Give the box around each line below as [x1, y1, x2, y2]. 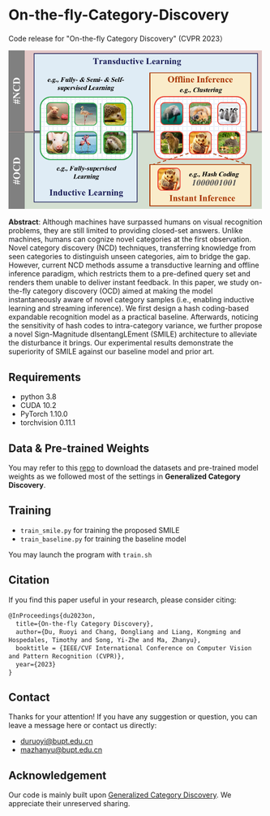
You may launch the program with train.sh [8, 549, 152, 559]
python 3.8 [19, 392, 57, 401]
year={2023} [15, 660, 57, 668]
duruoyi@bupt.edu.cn [19, 736, 93, 746]
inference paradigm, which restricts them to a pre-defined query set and [8, 269, 251, 279]
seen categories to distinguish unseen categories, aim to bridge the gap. [8, 252, 251, 262]
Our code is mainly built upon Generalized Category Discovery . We [8, 790, 232, 800]
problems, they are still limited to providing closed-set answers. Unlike [8, 226, 243, 236]
